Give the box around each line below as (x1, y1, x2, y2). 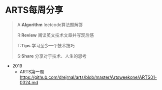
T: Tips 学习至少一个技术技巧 (17, 42, 75, 48)
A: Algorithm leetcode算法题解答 (17, 22, 83, 28)
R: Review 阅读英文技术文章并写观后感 (17, 32, 95, 38)
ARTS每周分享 (5, 4, 64, 16)
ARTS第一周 (19, 68, 44, 74)
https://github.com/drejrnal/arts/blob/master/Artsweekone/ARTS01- (19, 74, 157, 80)
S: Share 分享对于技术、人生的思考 (17, 53, 87, 59)
